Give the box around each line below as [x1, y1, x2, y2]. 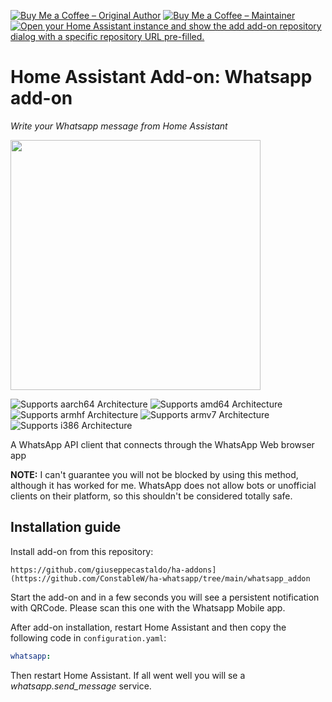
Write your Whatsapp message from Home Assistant [10, 120, 228, 132]
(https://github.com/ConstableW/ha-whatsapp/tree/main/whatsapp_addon [10, 573, 311, 584]
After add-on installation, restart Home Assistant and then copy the [10, 621, 287, 633]
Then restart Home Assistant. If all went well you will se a [10, 669, 246, 681]
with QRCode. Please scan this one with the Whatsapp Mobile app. [10, 601, 286, 614]
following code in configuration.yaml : [10, 631, 167, 644]
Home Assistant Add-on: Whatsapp [10, 66, 313, 89]
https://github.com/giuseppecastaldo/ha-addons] [10, 565, 217, 575]
